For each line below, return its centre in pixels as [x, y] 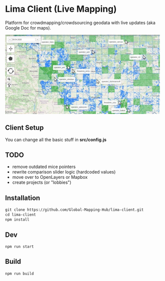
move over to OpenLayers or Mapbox [50, 177]
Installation [23, 198]
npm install [17, 220]
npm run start [20, 247]
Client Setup [25, 128]
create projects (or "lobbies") [42, 182]
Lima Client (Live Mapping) [61, 9]
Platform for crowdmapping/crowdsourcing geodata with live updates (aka [80, 23]
